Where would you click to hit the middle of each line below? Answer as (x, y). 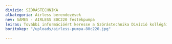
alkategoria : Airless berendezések (43, 15)
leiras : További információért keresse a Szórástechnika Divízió (76, 24)
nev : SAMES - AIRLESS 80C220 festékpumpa (50, 19)
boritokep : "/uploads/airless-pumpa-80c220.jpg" (58, 29)
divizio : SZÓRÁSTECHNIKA (32, 10)
